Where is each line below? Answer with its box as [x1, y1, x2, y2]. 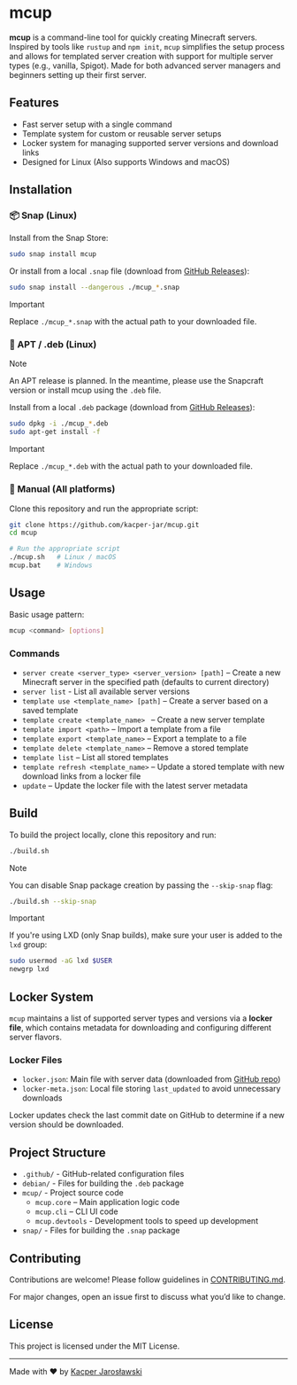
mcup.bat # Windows [9, 561, 93, 570]
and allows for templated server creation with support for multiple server [9, 51, 274, 61]
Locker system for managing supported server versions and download [21, 137, 278, 148]
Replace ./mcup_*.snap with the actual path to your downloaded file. [9, 316, 257, 327]
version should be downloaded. [9, 1119, 124, 1130]
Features [9, 96, 59, 111]
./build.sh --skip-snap [9, 897, 97, 906]
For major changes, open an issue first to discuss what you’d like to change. [9, 1291, 286, 1302]
